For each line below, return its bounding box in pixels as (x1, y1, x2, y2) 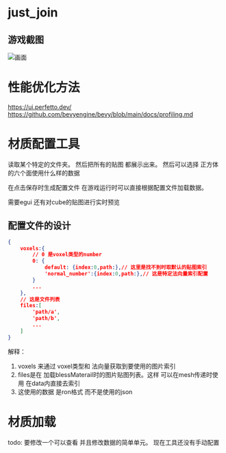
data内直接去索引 (31, 379, 81, 387)
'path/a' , (32, 308, 60, 316)
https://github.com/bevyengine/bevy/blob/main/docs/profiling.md (8, 110, 194, 118)
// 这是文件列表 (20, 296, 60, 303)
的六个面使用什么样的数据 (8, 169, 80, 177)
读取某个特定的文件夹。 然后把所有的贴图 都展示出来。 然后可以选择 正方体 (8, 160, 218, 169)
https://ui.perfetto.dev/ (8, 103, 72, 111)
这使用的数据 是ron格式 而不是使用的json (17, 387, 133, 395)
